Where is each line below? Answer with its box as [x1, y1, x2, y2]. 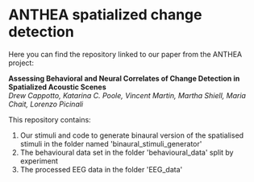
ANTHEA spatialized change [8, 6, 202, 24]
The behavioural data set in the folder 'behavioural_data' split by [19, 147, 234, 157]
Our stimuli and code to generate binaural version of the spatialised [19, 130, 244, 140]
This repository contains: [8, 114, 91, 124]
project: [8, 58, 35, 68]
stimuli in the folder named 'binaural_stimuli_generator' [19, 139, 202, 148]
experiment [19, 155, 59, 166]
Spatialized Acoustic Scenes [8, 82, 106, 92]
